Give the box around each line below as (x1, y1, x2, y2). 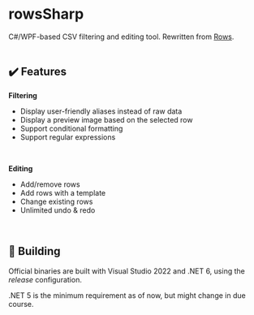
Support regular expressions (19, 132, 116, 142)
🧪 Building (8, 244, 61, 258)
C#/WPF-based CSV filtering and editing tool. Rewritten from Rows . (8, 32, 235, 41)
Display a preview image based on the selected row (19, 114, 193, 124)
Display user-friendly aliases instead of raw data (19, 106, 183, 116)
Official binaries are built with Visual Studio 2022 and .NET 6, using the (8, 265, 245, 276)
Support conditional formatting (19, 123, 123, 133)
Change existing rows (19, 196, 93, 206)
